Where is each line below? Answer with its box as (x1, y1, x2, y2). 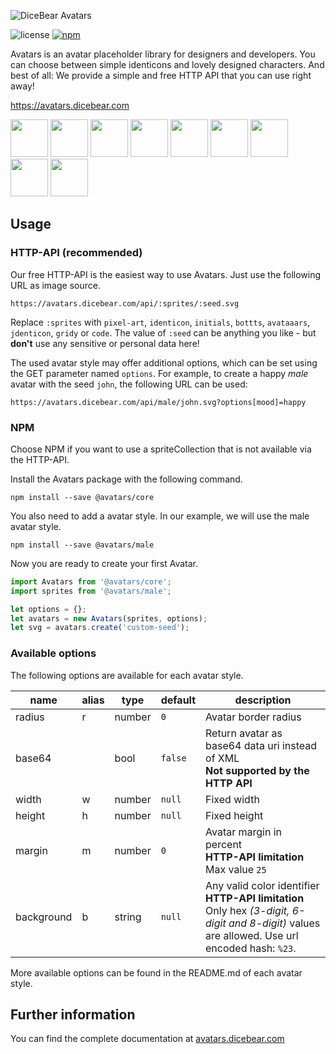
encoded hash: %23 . (205, 941, 297, 955)
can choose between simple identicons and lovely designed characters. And (10, 59, 325, 70)
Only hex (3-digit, (205, 903, 290, 917)
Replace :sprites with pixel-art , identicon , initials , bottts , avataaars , (10, 316, 311, 328)
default (160, 693, 197, 707)
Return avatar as (205, 726, 283, 740)
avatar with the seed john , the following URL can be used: (10, 378, 248, 390)
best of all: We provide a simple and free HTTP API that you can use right (10, 70, 312, 81)
